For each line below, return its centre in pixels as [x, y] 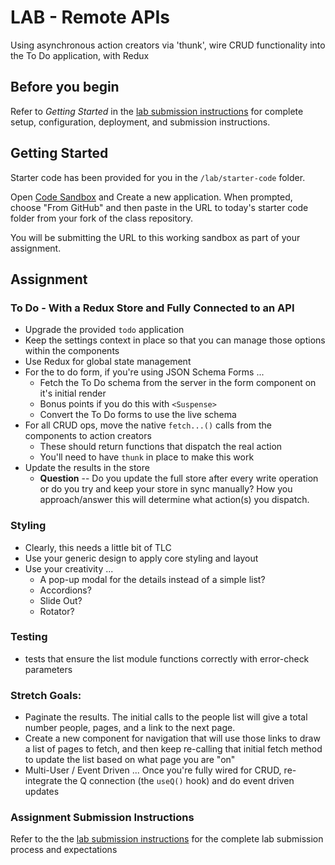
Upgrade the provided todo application [104, 330]
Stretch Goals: [46, 695]
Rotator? [57, 611]
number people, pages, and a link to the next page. [130, 728]
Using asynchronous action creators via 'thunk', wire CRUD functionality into [168, 45]
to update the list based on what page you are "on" [130, 760]
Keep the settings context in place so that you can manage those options [175, 340]
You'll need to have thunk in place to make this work [147, 457]
